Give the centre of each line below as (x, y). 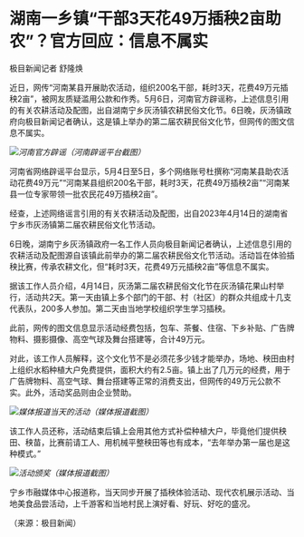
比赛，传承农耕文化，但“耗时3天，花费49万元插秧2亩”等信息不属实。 (145, 266)
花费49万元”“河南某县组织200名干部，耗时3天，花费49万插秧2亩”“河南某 (153, 182)
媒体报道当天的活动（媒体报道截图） (86, 411)
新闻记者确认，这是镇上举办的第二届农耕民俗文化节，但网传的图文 (163, 121)
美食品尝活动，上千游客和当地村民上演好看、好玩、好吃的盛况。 (136, 503)
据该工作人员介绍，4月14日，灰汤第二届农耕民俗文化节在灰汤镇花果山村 (143, 286)
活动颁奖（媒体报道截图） (66, 473)
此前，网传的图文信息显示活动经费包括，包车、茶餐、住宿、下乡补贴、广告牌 (152, 327)
